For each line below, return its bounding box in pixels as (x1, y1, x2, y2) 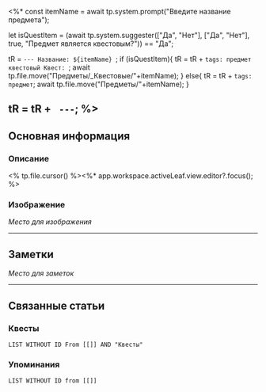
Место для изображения (8, 217, 93, 226)
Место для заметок (8, 268, 74, 278)
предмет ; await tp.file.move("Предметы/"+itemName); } (8, 79, 190, 89)
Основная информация (8, 129, 131, 143)
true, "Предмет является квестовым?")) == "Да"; (8, 39, 174, 48)
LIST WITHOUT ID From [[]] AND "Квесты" (8, 341, 144, 348)
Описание (8, 153, 50, 164)
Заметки (8, 247, 54, 261)
